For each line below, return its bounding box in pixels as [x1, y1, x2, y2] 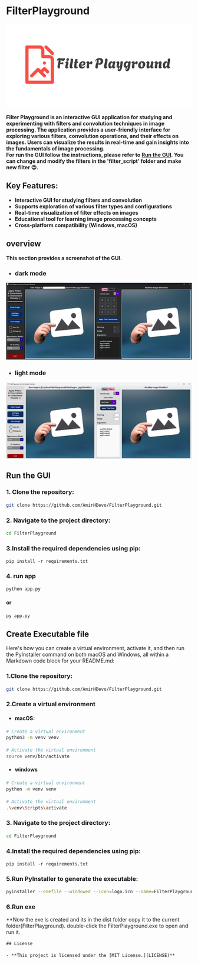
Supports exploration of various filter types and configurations [14, 202, 172, 210]
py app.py [6, 612, 31, 619]
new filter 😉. [6, 163, 39, 170]
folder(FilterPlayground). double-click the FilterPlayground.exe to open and [6, 922, 189, 930]
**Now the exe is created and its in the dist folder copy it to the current [6, 916, 180, 923]
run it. [6, 929, 21, 936]
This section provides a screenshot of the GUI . [6, 254, 122, 261]
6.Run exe [6, 903, 35, 911]
